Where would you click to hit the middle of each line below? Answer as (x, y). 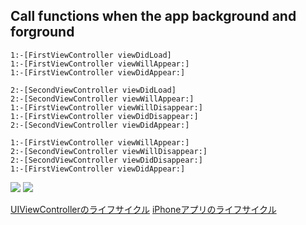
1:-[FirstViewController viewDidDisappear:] (104, 116)
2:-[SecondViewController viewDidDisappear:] (106, 160)
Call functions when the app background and (153, 16)
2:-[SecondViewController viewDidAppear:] (100, 125)
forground (42, 32)
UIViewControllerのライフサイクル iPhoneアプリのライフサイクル (143, 209)
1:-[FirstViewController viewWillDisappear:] (106, 107)
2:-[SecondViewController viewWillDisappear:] (109, 151)
